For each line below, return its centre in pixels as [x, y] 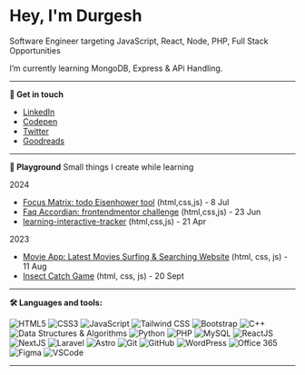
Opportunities [35, 50]
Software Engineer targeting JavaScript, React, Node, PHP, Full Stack [139, 41]
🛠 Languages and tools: [56, 302]
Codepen [40, 121]
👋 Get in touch [36, 94]
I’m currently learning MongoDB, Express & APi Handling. [116, 68]
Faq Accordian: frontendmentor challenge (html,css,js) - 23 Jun [142, 212]
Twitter [36, 131]
